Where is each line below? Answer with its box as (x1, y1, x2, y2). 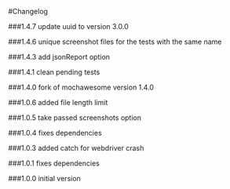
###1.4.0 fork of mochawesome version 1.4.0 (8, 82, 155, 92)
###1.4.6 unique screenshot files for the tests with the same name (8, 37, 222, 46)
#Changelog (8, 7, 49, 16)
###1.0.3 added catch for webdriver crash (8, 144, 144, 152)
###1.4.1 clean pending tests (8, 67, 100, 77)
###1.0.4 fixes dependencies (8, 129, 102, 137)
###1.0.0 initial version (8, 174, 81, 183)
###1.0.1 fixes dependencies (8, 158, 100, 168)
